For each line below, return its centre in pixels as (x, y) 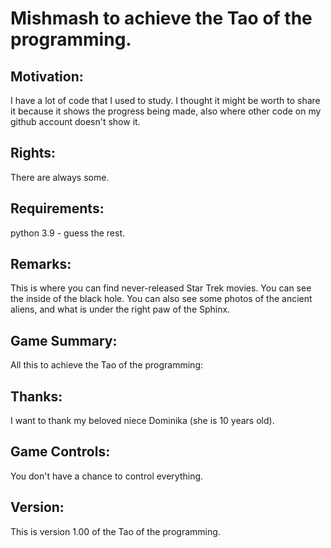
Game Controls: (60, 452)
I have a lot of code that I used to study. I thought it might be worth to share (165, 100)
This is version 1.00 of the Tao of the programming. (115, 531)
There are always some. (60, 177)
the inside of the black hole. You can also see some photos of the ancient (161, 299)
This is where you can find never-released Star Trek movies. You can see (161, 288)
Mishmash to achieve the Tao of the (161, 18)
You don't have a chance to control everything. (107, 476)
